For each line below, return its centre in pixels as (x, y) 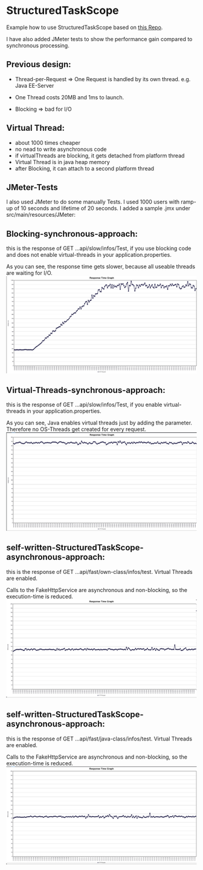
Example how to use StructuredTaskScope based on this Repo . (85, 27)
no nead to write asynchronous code (61, 149)
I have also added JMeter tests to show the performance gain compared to (99, 39)
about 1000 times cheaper (47, 142)
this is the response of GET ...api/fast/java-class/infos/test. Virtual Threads (99, 739)
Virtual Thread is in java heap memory (62, 162)
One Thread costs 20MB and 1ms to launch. (69, 97)
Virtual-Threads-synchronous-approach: (86, 390)
